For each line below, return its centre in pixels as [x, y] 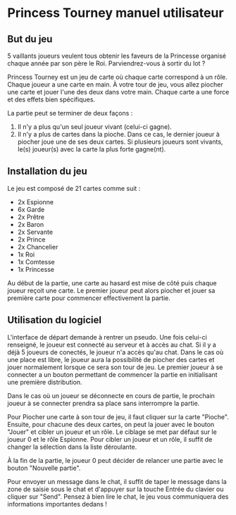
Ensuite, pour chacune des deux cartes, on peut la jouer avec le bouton [111, 424]
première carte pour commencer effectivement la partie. [89, 298]
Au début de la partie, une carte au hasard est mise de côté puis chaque [112, 283]
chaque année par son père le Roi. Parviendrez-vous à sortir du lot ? [106, 63]
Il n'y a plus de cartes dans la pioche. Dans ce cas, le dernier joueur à [118, 134]
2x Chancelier [38, 247]
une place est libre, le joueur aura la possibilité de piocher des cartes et [111, 359]
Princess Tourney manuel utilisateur [116, 13]
